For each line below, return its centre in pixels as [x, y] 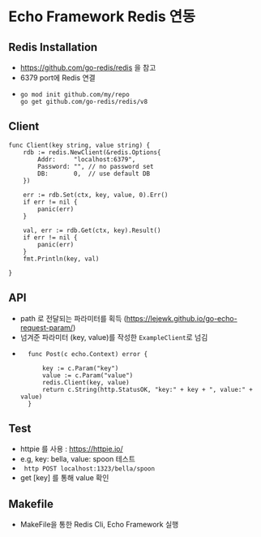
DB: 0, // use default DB [94, 174]
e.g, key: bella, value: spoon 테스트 [78, 459]
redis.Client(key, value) [86, 382]
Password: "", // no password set [96, 166]
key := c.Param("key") [80, 368]
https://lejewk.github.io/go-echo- [182, 318]
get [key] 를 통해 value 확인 [64, 478]
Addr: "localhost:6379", [87, 159]
